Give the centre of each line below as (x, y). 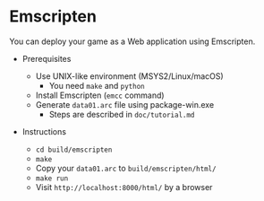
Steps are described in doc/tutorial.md (122, 114)
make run (52, 178)
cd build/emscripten (74, 150)
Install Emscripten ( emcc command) (100, 95)
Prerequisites (47, 58)
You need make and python (97, 85)
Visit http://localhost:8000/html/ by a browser (124, 187)
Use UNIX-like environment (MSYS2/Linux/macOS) (129, 76)
